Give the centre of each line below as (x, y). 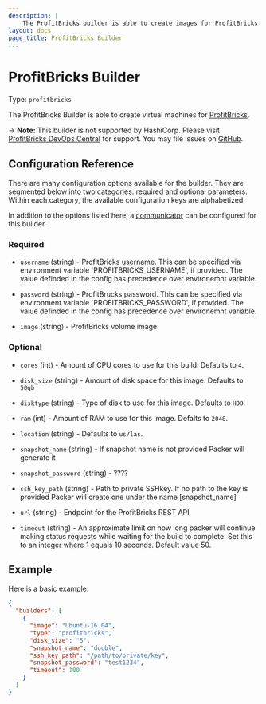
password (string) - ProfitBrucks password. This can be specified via (131, 294)
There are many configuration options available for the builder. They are (126, 183)
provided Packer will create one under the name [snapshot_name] (128, 497)
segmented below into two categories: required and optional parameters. (128, 191)
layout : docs (30, 30)
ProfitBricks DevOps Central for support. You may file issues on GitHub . (126, 139)
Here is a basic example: (49, 589)
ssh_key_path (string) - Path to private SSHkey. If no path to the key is (134, 488)
